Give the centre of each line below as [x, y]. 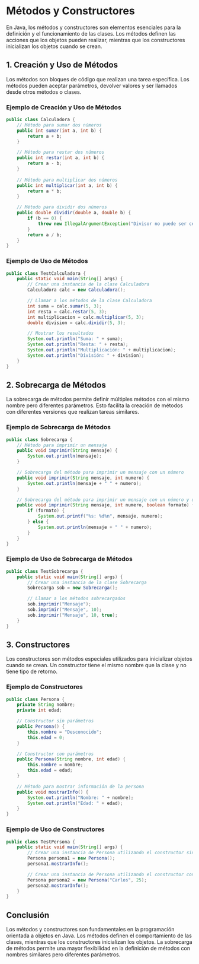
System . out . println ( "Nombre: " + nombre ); [81, 797]
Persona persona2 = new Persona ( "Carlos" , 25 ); [87, 880]
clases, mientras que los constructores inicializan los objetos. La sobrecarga [99, 942]
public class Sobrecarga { [39, 440]
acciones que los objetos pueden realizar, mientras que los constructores [96, 40]
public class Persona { [36, 699]
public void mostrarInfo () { [53, 792]
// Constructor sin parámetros [55, 721]
